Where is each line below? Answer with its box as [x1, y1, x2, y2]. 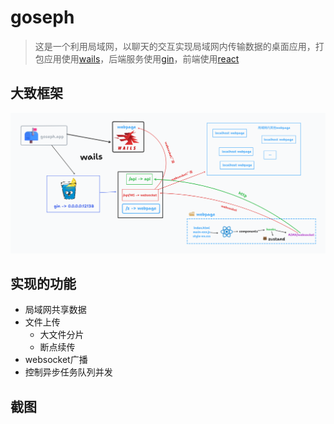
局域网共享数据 [24, 304, 87, 316]
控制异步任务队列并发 [24, 366, 113, 378]
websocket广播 [24, 354, 88, 366]
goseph [10, 6, 75, 29]
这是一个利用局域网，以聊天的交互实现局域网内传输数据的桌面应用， [34, 40, 316, 52]
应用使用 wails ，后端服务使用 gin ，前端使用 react [43, 52, 240, 65]
